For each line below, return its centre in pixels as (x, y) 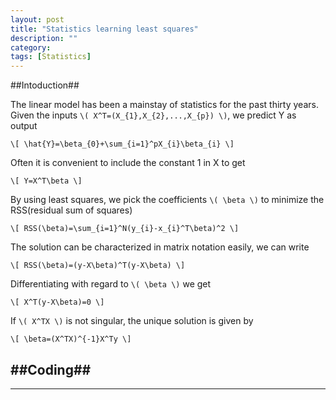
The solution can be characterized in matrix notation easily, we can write (160, 247)
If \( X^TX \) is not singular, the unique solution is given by (132, 321)
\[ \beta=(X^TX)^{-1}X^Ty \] (71, 339)
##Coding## (51, 369)
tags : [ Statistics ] (51, 57)
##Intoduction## (45, 85)
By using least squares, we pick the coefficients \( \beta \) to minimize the (167, 200)
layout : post (37, 19)
